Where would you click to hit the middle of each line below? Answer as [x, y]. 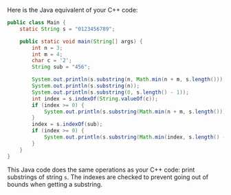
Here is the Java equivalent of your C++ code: [73, 10]
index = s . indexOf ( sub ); [67, 124]
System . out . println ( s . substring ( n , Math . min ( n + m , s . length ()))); [130, 80]
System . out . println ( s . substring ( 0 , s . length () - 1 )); [110, 92]
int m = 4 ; [47, 54]
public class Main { [37, 23]
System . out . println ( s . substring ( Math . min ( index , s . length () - [135, 137]
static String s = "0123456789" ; [67, 29]
